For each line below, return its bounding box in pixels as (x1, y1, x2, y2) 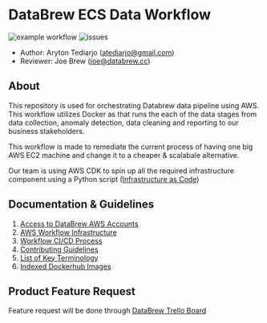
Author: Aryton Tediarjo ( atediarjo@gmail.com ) (19, 47, 175, 57)
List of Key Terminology (19, 252, 99, 262)
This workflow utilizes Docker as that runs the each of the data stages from (8, 109, 257, 119)
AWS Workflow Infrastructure (19, 227, 118, 237)
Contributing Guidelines (19, 244, 99, 254)
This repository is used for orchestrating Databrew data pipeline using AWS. (8, 100, 259, 110)
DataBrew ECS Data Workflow (8, 6, 211, 24)
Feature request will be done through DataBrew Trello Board (8, 306, 207, 316)
